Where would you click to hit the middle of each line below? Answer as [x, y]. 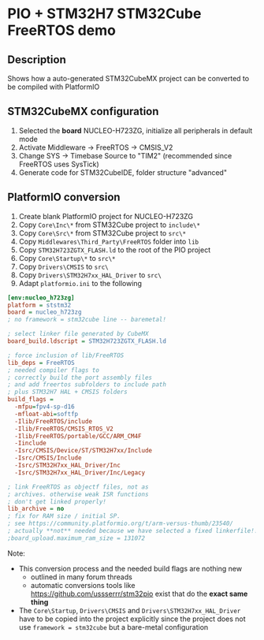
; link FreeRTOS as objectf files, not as [78, 487]
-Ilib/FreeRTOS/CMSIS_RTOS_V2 [64, 429]
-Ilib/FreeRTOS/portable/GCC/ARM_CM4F [78, 436]
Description [37, 60]
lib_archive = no [36, 509]
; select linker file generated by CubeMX [78, 334]
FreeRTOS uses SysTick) [59, 164]
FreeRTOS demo [61, 30]
